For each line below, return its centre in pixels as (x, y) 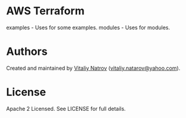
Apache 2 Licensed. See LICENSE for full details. (66, 108)
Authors (27, 52)
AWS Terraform (45, 11)
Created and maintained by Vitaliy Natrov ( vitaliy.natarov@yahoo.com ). (93, 68)
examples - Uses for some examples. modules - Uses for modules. (88, 27)
